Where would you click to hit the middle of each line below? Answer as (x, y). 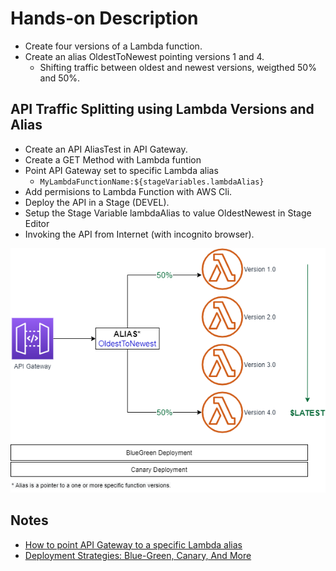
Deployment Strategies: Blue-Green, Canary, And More (138, 555)
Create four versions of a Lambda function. (113, 46)
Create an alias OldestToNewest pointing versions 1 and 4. (144, 56)
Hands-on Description (104, 18)
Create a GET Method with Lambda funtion (113, 159)
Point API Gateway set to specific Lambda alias (121, 170)
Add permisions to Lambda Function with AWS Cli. (128, 191)
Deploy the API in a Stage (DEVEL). (97, 202)
